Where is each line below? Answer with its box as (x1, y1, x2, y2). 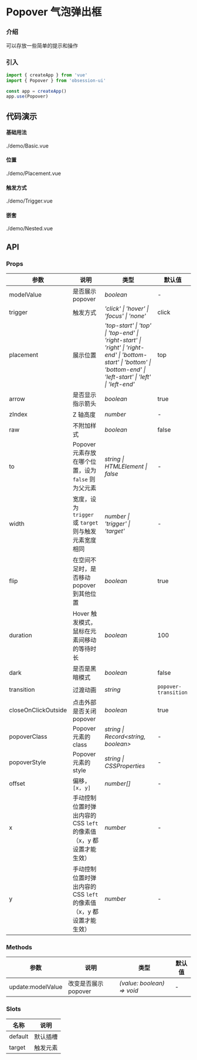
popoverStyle (9, 758, 46, 766)
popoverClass (9, 732, 47, 741)
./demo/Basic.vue (6, 142, 49, 149)
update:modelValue (9, 983, 63, 991)
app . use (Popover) (6, 93, 49, 100)
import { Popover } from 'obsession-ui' (6, 78, 107, 83)
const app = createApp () (6, 88, 67, 94)
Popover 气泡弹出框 (6, 5, 102, 19)
